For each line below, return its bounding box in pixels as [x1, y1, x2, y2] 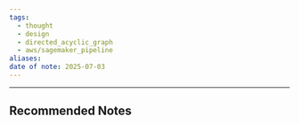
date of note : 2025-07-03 [9, 63, 105, 72]
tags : [9, 12, 29, 22]
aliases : [9, 54, 42, 63]
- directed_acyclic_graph [17, 37, 114, 47]
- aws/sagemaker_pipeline [17, 46, 114, 55]
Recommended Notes [9, 104, 132, 119]
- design [17, 29, 50, 38]
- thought [17, 21, 53, 30]
